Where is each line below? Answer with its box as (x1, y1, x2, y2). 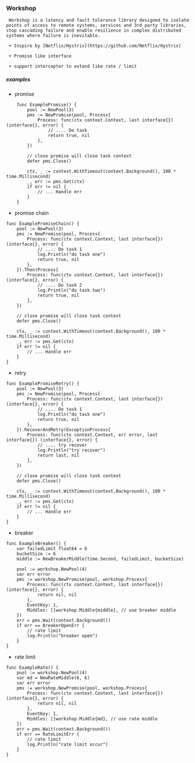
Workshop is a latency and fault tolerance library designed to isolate (8, 18, 190, 23)
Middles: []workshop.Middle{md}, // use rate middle (27, 716, 158, 722)
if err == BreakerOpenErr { (16, 622, 85, 629)
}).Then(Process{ (16, 267, 59, 273)
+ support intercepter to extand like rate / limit (8, 63, 137, 70)
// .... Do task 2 (37, 282, 82, 288)
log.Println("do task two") (37, 288, 106, 293)
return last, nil (37, 453, 80, 459)
